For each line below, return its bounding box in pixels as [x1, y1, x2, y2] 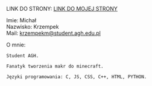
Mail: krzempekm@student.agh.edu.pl [6, 29, 101, 37]
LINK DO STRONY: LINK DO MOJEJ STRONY [6, 5, 118, 12]
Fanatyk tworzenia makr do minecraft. [6, 63, 104, 69]
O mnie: [6, 41, 26, 48]
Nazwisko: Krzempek [6, 23, 59, 30]
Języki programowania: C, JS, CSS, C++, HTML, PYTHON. [6, 74, 147, 80]
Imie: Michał [6, 17, 37, 23]
